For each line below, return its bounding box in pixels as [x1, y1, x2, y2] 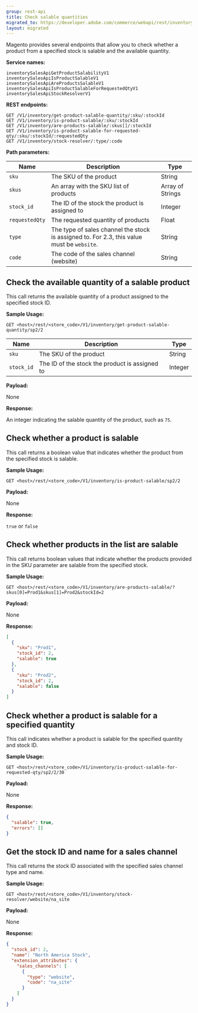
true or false [6, 522, 38, 529]
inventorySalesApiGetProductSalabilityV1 [6, 70, 110, 77]
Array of [161, 182, 184, 190]
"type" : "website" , [27, 974, 75, 980]
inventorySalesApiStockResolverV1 [6, 91, 91, 97]
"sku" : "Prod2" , [16, 672, 57, 678]
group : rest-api [6, 8, 46, 15]
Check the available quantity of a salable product [6, 277, 190, 287]
